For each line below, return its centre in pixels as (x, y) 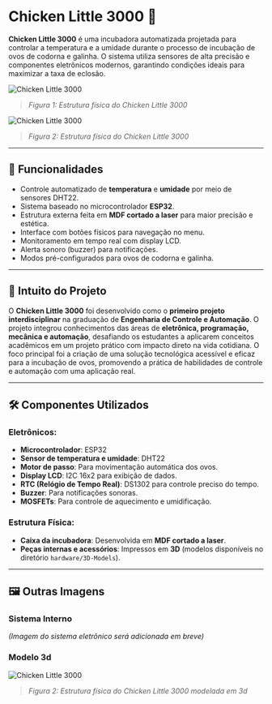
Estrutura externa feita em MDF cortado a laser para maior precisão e (136, 215)
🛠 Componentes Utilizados (79, 405)
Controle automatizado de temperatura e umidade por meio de (126, 189)
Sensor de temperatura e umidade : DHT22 (93, 458)
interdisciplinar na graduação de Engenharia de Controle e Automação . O (134, 319)
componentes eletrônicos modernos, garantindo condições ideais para (127, 65)
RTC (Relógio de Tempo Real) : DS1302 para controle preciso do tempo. (139, 484)
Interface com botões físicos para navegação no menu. (112, 232)
